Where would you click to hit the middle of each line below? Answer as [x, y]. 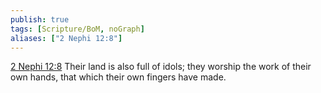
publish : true [40, 19]
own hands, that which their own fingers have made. [118, 77]
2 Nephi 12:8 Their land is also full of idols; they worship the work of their [161, 67]
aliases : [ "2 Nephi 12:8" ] [66, 38]
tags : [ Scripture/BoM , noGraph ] [77, 29]
